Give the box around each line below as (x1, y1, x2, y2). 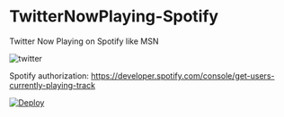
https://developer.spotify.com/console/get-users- (91, 70, 275, 81)
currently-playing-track (9, 79, 96, 90)
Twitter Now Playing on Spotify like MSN (9, 36, 159, 46)
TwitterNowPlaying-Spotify (9, 6, 218, 27)
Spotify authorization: (9, 70, 90, 81)
